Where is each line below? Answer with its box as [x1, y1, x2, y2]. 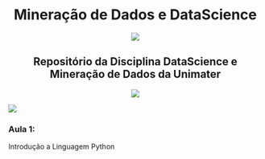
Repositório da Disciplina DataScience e [33, 55, 238, 69]
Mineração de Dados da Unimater [49, 67, 222, 81]
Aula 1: [8, 123, 35, 134]
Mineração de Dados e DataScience [13, 6, 258, 24]
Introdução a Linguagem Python [8, 142, 115, 152]
